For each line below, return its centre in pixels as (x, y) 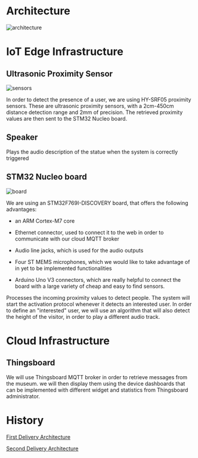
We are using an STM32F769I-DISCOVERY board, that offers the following (98, 203)
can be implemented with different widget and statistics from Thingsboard (97, 390)
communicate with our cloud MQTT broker (67, 239)
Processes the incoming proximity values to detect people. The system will (98, 297)
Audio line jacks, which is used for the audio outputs (79, 250)
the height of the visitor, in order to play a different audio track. (83, 316)
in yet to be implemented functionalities (63, 268)
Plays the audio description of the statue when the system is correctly (92, 152)
